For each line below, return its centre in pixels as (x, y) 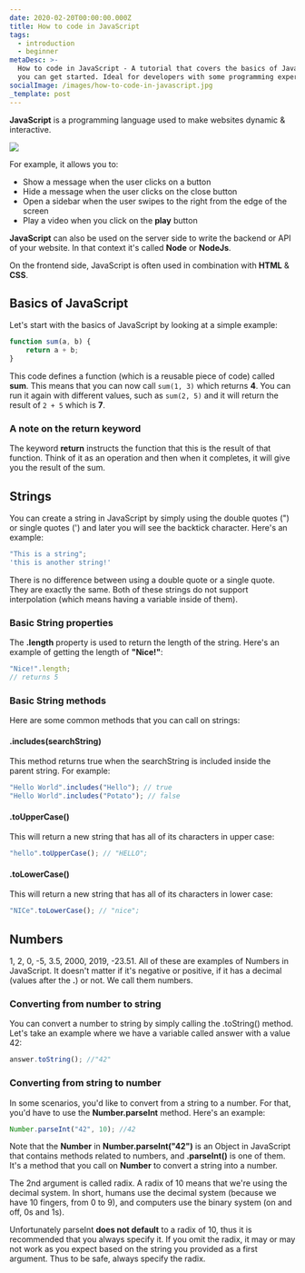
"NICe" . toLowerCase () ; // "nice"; (75, 911)
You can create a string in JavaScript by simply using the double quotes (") (150, 518)
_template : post (40, 94)
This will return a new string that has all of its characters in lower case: (142, 894)
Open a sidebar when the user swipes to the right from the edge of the (155, 201)
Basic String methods (58, 701)
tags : (20, 35)
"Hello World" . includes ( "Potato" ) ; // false (95, 796)
